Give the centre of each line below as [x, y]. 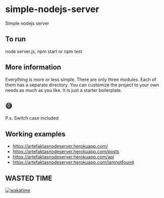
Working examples [35, 134]
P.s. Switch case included [32, 118]
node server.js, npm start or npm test [44, 51]
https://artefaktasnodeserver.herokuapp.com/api [63, 157]
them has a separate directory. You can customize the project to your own [82, 85]
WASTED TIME [29, 178]
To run [16, 39]
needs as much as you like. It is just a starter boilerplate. [64, 90]
